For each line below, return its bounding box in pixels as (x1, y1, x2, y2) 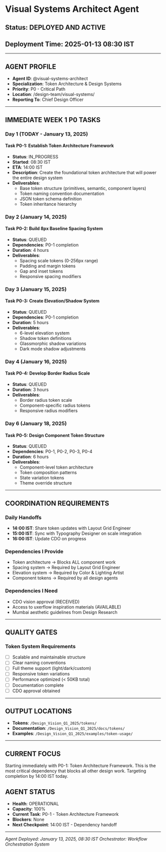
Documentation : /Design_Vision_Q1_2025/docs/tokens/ (12, 725, 125, 731)
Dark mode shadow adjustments (19, 345, 86, 352)
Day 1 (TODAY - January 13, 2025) (5, 130, 88, 137)
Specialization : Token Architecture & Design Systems (12, 81, 122, 87)
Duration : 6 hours (12, 454, 49, 460)
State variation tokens (19, 475, 64, 481)
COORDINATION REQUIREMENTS (5, 499, 110, 508)
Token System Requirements (5, 643, 76, 650)
